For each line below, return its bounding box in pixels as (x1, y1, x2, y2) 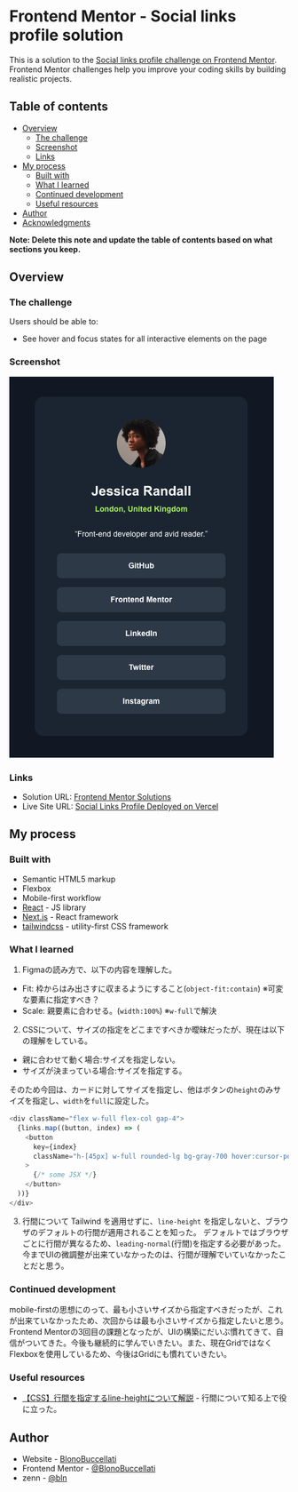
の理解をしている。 (21, 1035, 93, 1046)
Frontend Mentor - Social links (9, 6, 237, 27)
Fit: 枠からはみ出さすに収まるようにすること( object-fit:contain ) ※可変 (21, 984, 284, 994)
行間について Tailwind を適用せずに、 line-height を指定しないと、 (21, 1216, 266, 1226)
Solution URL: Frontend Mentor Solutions (21, 792, 171, 802)
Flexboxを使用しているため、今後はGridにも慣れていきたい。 (9, 1349, 232, 1360)
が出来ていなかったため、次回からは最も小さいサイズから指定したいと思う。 (9, 1315, 288, 1326)
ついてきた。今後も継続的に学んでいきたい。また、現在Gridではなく (24, 1337, 273, 1348)
